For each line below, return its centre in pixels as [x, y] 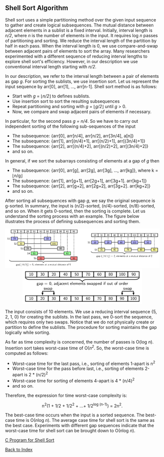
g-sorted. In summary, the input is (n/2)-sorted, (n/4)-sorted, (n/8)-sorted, [80, 206]
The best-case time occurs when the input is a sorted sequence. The [75, 415]
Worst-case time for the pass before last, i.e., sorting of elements [78, 368]
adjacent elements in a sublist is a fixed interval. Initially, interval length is [79, 30]
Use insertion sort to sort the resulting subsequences [66, 101]
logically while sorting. [28, 333]
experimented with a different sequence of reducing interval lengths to [76, 56]
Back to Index [19, 450]
